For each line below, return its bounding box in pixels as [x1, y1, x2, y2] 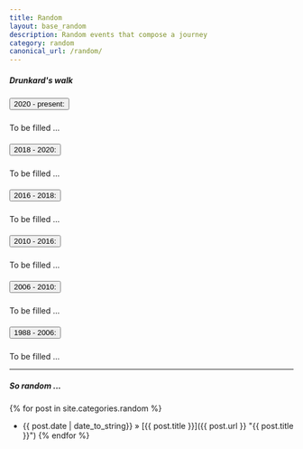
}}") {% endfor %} [22, 430, 90, 441]
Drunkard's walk [9, 74, 74, 86]
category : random [9, 38, 75, 48]
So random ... [9, 380, 61, 391]
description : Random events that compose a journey [9, 30, 207, 39]
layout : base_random [9, 22, 87, 31]
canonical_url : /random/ [9, 47, 103, 56]
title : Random [9, 13, 63, 23]
